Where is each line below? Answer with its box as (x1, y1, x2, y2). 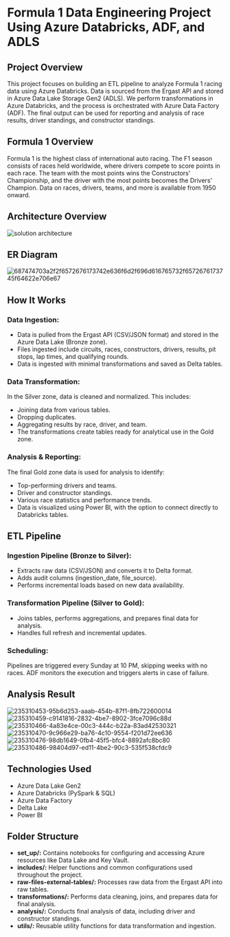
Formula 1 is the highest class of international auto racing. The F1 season (7, 154, 213, 162)
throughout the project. (16, 871, 83, 879)
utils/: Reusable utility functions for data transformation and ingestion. (16, 922, 216, 930)
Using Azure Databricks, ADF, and (7, 19, 205, 35)
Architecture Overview (7, 211, 107, 223)
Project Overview (7, 61, 83, 73)
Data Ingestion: (7, 315, 60, 324)
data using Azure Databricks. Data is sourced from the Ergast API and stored (7, 87, 224, 95)
